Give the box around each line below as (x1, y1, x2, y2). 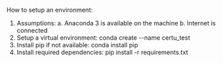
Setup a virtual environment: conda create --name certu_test (16, 34, 190, 42)
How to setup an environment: (6, 6, 93, 14)
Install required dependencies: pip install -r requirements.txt (16, 48, 188, 56)
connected (16, 27, 48, 34)
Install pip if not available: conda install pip (16, 41, 138, 49)
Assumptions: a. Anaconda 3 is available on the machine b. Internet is (16, 19, 216, 27)
